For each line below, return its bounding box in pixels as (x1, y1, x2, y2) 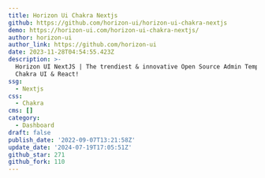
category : (8, 114, 41, 122)
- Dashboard (15, 121, 55, 129)
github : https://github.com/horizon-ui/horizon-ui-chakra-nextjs (8, 19, 227, 27)
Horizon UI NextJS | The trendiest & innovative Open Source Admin (15, 63, 242, 71)
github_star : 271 (8, 150, 65, 158)
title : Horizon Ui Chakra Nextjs (8, 11, 118, 20)
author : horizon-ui (8, 33, 73, 42)
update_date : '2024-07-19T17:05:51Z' (8, 143, 132, 151)
